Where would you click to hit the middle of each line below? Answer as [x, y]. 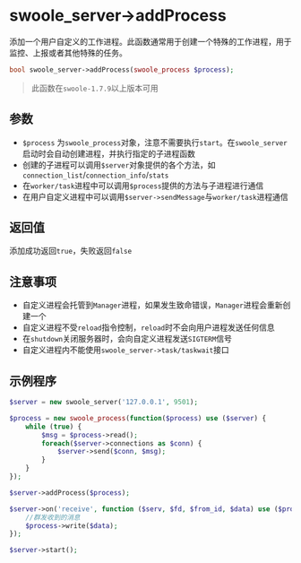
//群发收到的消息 [53, 517]
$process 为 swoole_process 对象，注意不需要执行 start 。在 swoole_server [155, 142]
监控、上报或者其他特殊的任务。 [68, 52]
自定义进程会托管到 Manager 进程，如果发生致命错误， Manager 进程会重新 [153, 305]
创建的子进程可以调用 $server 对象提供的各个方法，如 [119, 165]
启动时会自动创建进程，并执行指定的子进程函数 [108, 153]
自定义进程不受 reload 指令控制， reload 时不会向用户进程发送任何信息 [148, 327]
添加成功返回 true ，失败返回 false [71, 251]
